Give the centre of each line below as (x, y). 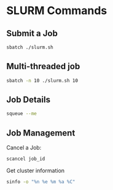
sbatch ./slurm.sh (30, 47)
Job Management (41, 133)
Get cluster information (36, 170)
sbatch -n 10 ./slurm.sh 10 (42, 80)
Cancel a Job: (24, 148)
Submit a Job (32, 33)
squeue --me (21, 114)
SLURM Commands (57, 11)
